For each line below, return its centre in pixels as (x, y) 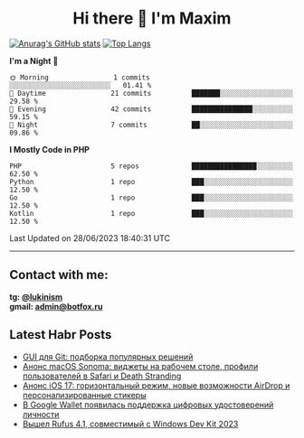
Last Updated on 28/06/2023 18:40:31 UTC (90, 238)
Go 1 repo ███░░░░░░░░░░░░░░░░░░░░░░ (152, 198)
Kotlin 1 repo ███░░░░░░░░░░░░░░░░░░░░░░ (152, 213)
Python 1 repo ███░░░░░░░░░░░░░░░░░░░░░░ (152, 182)
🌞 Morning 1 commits (80, 77)
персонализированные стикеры (84, 395)
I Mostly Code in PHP (50, 149)
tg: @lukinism (36, 296)
